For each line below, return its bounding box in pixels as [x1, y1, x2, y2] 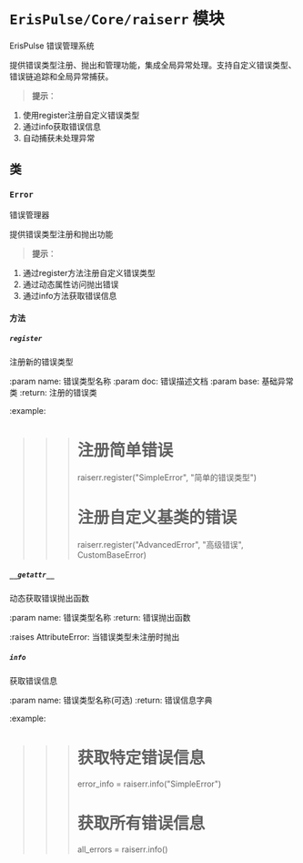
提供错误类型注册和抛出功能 [9, 229, 114, 240]
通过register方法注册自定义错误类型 [22, 267, 157, 278]
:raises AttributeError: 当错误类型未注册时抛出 [9, 632, 180, 642]
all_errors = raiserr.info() [76, 844, 168, 855]
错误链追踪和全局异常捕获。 [9, 70, 114, 82]
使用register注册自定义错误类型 [22, 109, 140, 120]
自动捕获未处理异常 [22, 132, 96, 143]
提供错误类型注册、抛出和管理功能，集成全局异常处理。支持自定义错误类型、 [9, 59, 297, 70]
